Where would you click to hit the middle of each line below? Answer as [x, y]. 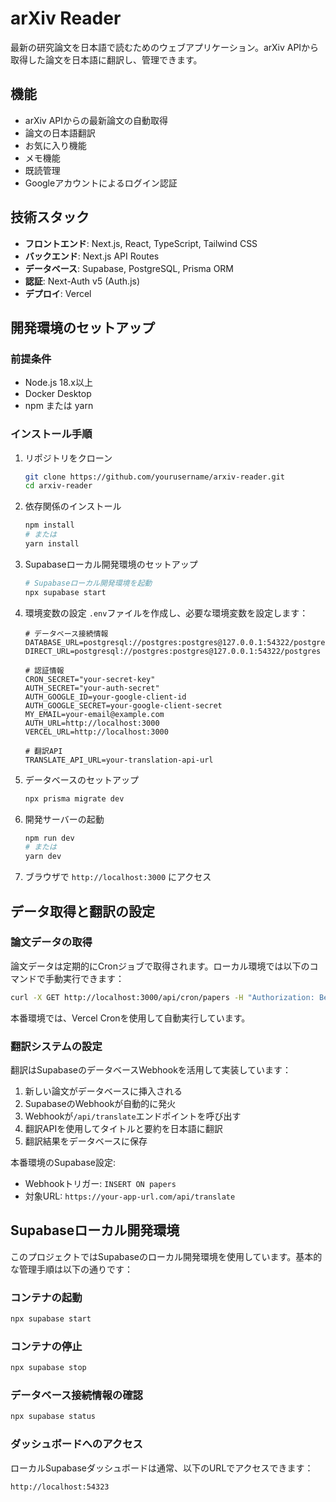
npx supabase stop [48, 1368]
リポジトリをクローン [68, 458]
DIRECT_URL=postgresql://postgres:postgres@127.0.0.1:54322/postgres [173, 651]
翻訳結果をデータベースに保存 [86, 1141]
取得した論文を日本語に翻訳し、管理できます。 [106, 59]
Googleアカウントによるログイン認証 [101, 183]
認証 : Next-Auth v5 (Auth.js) [82, 281]
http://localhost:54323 [60, 1487]
